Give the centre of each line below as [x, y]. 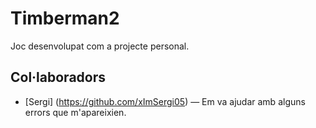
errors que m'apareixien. [75, 112]
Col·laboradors [58, 77]
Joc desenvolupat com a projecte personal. [100, 46]
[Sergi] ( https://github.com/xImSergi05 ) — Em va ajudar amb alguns [165, 101]
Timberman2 [65, 18]
